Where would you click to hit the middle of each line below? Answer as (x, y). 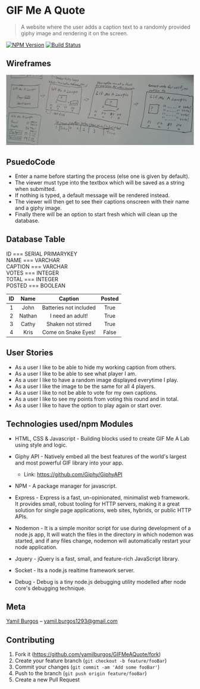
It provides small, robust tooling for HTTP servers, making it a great (97, 504)
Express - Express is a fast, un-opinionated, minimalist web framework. (102, 497)
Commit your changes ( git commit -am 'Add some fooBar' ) (87, 667)
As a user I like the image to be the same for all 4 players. (85, 386)
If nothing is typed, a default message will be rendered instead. (92, 195)
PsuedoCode (31, 162)
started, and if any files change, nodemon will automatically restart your (103, 540)
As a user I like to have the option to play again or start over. (88, 405)
